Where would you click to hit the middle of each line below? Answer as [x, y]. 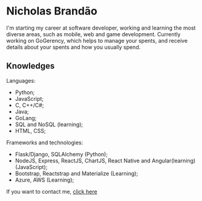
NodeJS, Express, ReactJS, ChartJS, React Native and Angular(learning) [105, 161]
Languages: [21, 80]
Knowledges [31, 66]
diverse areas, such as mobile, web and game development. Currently [93, 34]
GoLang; [26, 118]
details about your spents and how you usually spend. [73, 47]
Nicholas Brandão [52, 11]
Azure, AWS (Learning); [44, 180]
